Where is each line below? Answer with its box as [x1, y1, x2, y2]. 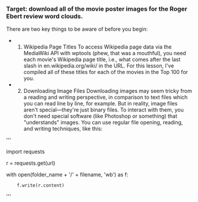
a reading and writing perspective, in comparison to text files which [23, 94, 188, 101]
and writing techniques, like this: [23, 125, 103, 132]
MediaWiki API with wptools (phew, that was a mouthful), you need [23, 50, 186, 57]
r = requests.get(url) [6, 159, 56, 167]
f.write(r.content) [17, 182, 65, 188]
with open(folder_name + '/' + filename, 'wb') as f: [6, 171, 129, 178]
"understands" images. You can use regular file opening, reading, [23, 119, 183, 126]
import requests [6, 148, 46, 155]
